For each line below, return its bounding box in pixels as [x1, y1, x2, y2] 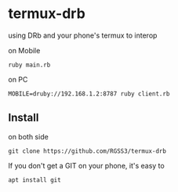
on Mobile [8, 45, 41, 55]
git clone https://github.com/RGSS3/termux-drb [8, 147, 167, 155]
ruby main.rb [8, 60, 51, 69]
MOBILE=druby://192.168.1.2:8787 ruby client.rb [8, 89, 170, 98]
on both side [8, 132, 49, 141]
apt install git [8, 176, 61, 184]
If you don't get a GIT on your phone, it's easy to [8, 161, 165, 170]
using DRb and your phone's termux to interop [8, 31, 158, 40]
